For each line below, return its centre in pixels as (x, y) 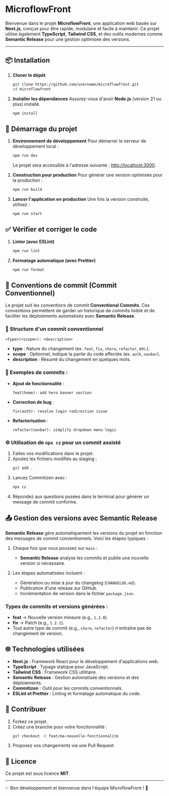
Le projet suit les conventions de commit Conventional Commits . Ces (77, 305)
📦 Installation (28, 61)
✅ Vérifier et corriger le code (51, 229)
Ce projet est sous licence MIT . (38, 773)
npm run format (28, 270)
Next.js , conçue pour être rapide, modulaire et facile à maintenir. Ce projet (82, 28)
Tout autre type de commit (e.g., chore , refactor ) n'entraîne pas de (82, 628)
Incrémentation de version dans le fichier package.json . (77, 593)
